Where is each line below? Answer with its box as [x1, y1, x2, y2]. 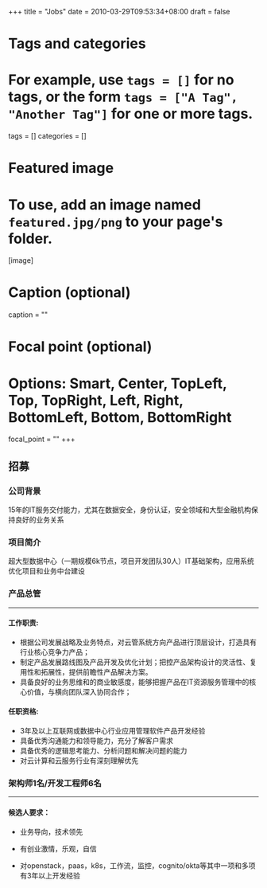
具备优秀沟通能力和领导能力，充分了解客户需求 [19, 736, 173, 745]
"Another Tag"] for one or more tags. [8, 105, 253, 123]
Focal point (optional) [8, 338, 153, 356]
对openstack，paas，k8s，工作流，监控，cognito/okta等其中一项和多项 [19, 860, 256, 870]
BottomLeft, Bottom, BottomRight [8, 408, 232, 426]
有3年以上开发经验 [19, 870, 81, 880]
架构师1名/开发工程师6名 [8, 777, 102, 788]
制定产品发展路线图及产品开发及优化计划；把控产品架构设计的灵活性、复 [19, 657, 257, 667]
